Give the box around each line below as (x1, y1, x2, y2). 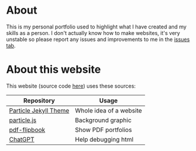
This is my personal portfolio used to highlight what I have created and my (6, 23, 187, 30)
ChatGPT (9, 135, 34, 143)
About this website (6, 63, 101, 76)
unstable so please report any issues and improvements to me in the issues (6, 36, 190, 43)
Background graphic (75, 116, 132, 124)
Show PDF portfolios (75, 126, 132, 134)
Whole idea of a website (75, 106, 142, 114)
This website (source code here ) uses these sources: (6, 82, 136, 89)
